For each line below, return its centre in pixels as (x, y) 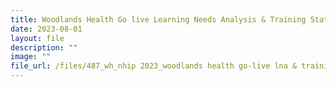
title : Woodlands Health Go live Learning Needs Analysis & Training (158, 19)
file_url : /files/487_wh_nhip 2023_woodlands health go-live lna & (154, 66)
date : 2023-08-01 (46, 29)
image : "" (31, 57)
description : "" (44, 47)
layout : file (37, 38)
